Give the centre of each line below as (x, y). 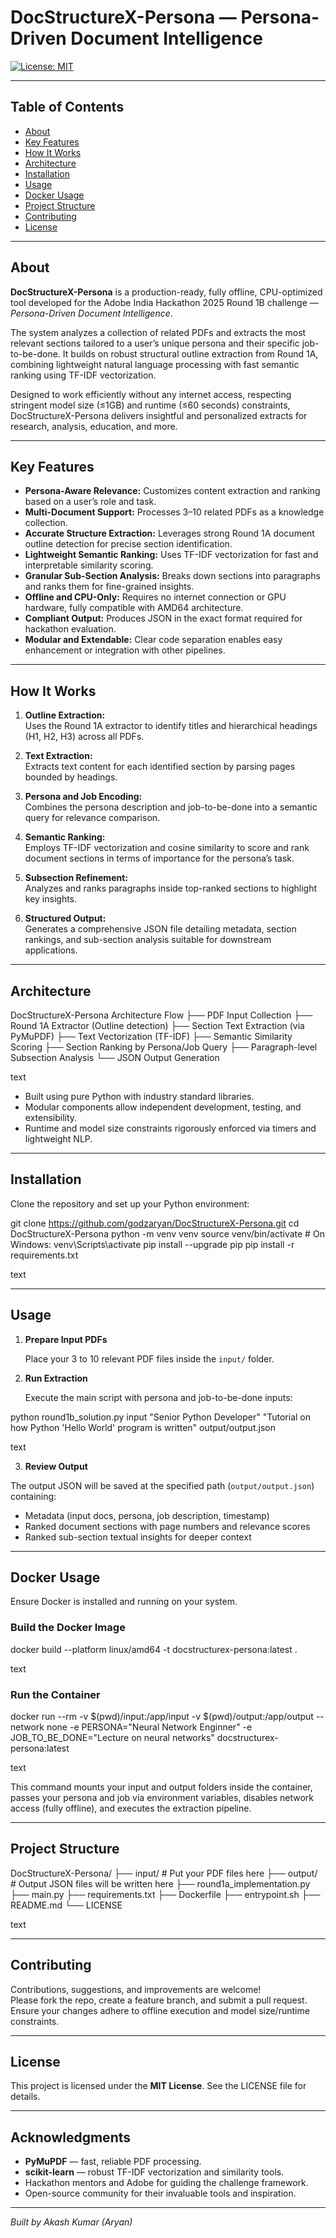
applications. (51, 950)
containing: (33, 1496)
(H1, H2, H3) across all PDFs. (84, 737)
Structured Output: (65, 918)
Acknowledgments (71, 2137)
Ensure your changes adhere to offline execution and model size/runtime (160, 2010)
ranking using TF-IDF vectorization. (83, 375)
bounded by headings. (71, 777)
